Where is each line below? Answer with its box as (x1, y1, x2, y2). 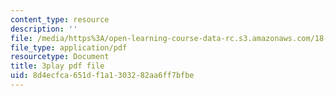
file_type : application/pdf (10, 42, 128, 53)
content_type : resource (10, 14, 110, 25)
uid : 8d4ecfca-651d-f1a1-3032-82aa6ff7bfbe (10, 71, 195, 81)
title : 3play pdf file (10, 61, 105, 71)
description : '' (10, 24, 78, 34)
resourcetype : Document (10, 52, 110, 62)
